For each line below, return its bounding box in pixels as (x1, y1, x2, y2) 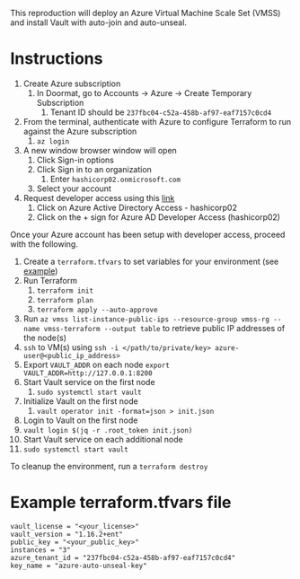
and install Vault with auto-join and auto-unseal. (10, 17, 188, 28)
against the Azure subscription (22, 126, 137, 136)
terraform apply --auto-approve (36, 305, 158, 314)
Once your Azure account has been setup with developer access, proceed (10, 229, 286, 240)
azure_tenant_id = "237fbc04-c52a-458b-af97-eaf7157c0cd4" (10, 553, 236, 562)
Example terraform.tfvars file (10, 493, 232, 513)
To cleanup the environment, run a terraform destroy (10, 461, 208, 471)
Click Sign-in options (36, 154, 115, 165)
